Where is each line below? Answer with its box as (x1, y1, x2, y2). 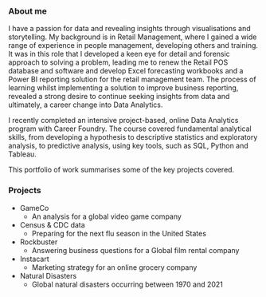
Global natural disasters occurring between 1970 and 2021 (31, 279, 223, 289)
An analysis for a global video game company (31, 212, 182, 221)
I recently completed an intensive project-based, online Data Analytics (8, 116, 239, 125)
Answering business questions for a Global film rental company (31, 245, 240, 255)
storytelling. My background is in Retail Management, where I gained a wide (8, 32, 257, 42)
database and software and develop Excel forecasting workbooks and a (8, 66, 244, 76)
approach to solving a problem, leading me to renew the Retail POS (8, 57, 229, 67)
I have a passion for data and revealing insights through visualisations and (8, 24, 251, 34)
